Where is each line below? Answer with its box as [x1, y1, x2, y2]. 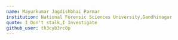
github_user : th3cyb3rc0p [6, 25, 70, 31]
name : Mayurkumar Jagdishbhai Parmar [6, 8, 100, 15]
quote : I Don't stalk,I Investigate [6, 19, 97, 25]
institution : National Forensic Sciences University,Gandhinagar [6, 14, 172, 20]
